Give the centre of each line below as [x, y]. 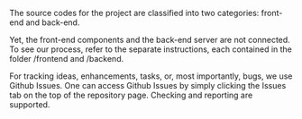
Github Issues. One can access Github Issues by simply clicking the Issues [148, 85]
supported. [30, 105]
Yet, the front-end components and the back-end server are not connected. [150, 40]
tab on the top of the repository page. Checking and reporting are [131, 95]
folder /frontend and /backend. [67, 59]
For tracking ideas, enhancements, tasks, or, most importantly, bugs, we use [151, 76]
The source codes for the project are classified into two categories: [134, 13]
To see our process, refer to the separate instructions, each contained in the [151, 49]
